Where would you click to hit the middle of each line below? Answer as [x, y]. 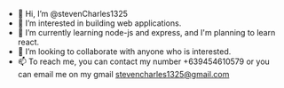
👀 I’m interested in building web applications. [99, 23]
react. [28, 42]
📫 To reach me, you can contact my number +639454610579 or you [144, 61]
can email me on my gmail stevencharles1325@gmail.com [123, 74]
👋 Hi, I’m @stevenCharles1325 [73, 14]
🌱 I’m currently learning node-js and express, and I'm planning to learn [146, 32]
